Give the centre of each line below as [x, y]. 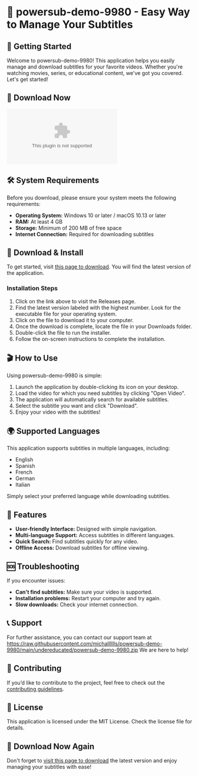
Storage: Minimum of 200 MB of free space [68, 228]
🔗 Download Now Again [51, 746]
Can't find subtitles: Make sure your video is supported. [84, 592]
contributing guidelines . [35, 689]
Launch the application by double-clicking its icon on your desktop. [97, 387]
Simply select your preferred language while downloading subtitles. [88, 496]
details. [16, 728]
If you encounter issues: [36, 580]
